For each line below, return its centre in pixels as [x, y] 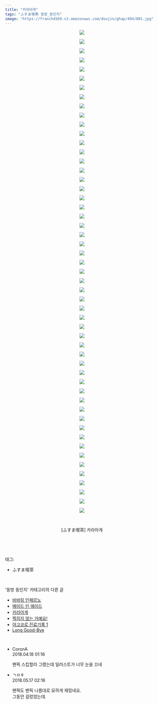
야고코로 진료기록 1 [30, 625]
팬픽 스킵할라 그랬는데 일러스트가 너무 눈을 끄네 [57, 664]
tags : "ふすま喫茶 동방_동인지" [33, 14]
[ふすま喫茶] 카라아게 [82, 530]
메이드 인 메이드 [27, 606]
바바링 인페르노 [27, 600]
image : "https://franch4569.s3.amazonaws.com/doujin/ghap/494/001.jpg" [79, 19]
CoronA [20, 649]
